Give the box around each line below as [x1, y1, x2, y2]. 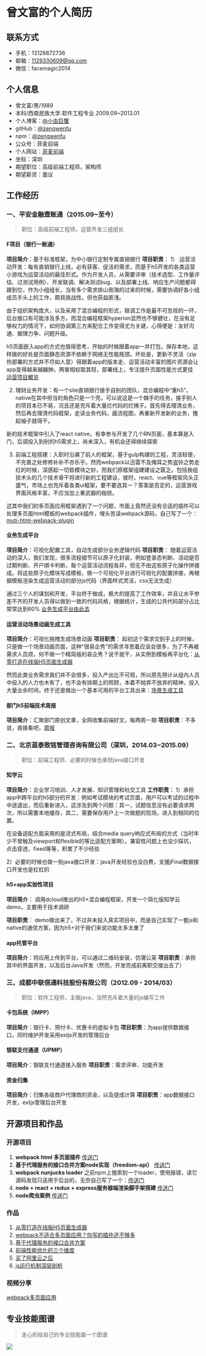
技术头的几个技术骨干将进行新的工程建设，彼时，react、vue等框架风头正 [15, 473, 199, 481]
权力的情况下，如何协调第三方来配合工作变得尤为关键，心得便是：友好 [11, 322, 189, 329]
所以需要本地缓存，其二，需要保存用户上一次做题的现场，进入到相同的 [17, 809, 194, 816]
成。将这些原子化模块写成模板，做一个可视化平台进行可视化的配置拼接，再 [6, 569, 194, 576]
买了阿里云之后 [15, 1254, 53, 1262]
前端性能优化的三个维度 [15, 1247, 75, 1254]
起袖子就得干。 [15, 417, 53, 424]
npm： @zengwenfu [15, 132, 66, 140]
